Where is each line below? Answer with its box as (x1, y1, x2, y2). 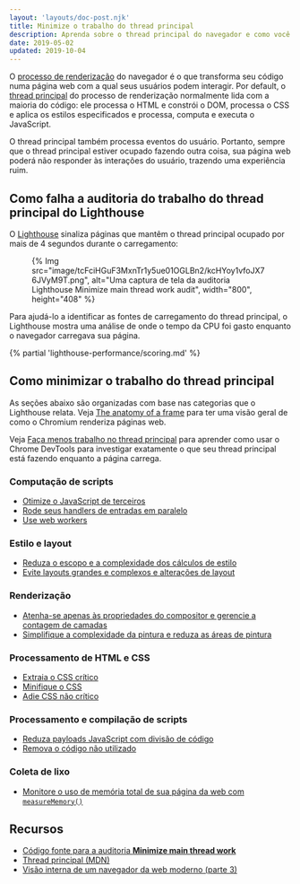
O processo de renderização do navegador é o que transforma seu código (9, 71, 284, 82)
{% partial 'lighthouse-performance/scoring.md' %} (9, 347, 201, 358)
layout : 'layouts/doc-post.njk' (9, 13, 130, 22)
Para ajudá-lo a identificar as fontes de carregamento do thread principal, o (9, 311, 288, 321)
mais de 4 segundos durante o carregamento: (9, 238, 179, 249)
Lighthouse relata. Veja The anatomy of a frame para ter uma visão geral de (9, 407, 288, 417)
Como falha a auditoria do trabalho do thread (9, 190, 264, 206)
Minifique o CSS (21, 681, 82, 692)
